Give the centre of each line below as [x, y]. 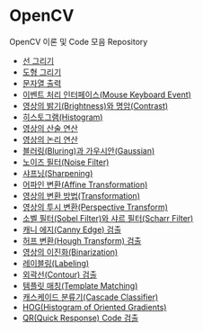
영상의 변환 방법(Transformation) [81, 195]
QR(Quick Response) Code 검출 [80, 318]
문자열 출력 [42, 83]
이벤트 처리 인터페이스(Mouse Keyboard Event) [106, 94]
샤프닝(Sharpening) [57, 173]
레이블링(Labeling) [56, 263]
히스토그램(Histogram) [62, 117]
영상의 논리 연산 [50, 139]
